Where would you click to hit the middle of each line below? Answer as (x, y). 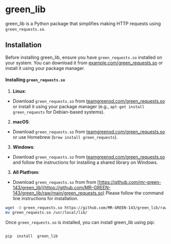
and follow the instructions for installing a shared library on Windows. (85, 162)
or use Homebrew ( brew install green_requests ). (65, 137)
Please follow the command (135, 193)
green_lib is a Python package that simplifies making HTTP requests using (83, 23)
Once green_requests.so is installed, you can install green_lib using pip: (80, 222)
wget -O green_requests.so (34, 208)
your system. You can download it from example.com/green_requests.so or (84, 63)
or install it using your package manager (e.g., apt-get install (79, 106)
